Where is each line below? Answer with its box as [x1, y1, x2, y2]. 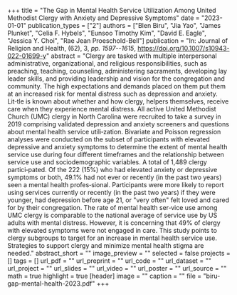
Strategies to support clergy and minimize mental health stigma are [7, 241, 204, 249]
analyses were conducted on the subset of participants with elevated [7, 135, 210, 144]
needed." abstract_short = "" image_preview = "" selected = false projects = [7, 249, 231, 257]
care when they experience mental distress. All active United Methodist [7, 105, 216, 113]
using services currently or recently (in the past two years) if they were [7, 189, 216, 196]
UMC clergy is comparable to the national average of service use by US [7, 211, 218, 219]
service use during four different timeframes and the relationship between [7, 150, 224, 159]
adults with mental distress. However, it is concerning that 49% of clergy [7, 219, 221, 227]
